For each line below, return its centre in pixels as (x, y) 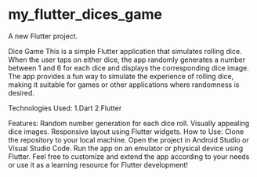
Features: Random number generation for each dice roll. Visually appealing (129, 123)
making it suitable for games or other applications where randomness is (124, 85)
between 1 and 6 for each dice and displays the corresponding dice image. (128, 67)
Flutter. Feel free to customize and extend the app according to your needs (129, 156)
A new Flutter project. (43, 36)
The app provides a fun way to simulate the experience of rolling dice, (121, 76)
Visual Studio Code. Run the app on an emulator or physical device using (126, 148)
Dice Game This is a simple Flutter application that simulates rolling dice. (125, 51)
